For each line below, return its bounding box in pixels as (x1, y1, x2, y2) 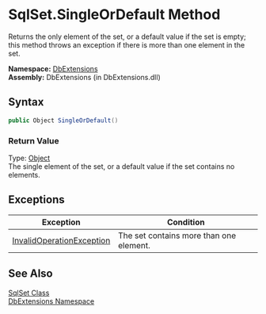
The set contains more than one (117, 230, 236, 241)
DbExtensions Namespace (8, 296, 95, 306)
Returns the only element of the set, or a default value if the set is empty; (8, 32, 247, 41)
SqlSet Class (8, 288, 50, 297)
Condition (166, 216, 205, 228)
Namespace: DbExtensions (8, 63, 98, 73)
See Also (8, 267, 53, 281)
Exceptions (8, 193, 65, 207)
